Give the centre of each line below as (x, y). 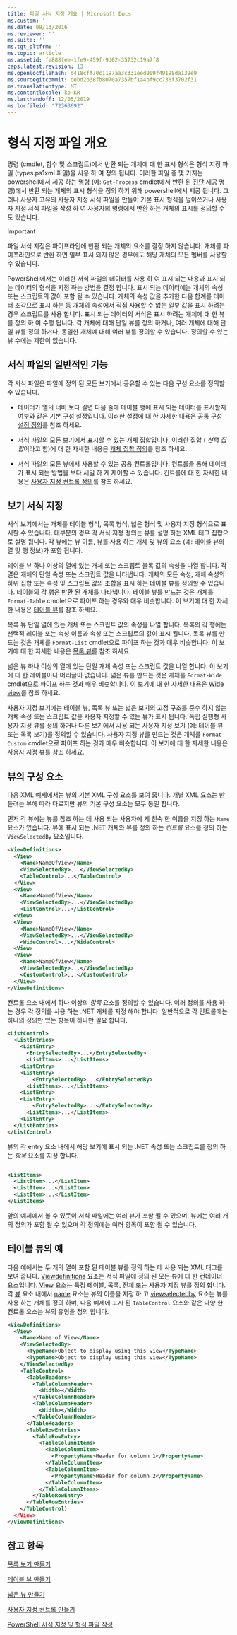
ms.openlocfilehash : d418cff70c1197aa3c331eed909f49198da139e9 (102, 73)
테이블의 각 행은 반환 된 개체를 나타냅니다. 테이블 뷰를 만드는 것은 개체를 (115, 592)
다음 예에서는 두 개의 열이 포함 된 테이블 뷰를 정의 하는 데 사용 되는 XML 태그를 (115, 1267)
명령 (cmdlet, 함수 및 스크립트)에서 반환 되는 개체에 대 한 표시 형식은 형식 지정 (114, 164)
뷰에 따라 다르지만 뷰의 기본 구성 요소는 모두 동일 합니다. (103, 804)
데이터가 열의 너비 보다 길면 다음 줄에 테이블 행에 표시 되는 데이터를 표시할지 (122, 407)
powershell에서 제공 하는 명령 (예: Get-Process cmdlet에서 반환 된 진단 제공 (113, 182)
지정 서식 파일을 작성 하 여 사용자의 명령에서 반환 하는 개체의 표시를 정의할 (116, 208)
